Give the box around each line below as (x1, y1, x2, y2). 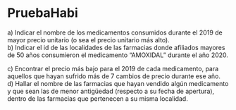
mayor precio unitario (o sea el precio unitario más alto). (7, 35, 170, 44)
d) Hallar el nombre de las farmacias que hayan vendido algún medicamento (7, 79, 229, 87)
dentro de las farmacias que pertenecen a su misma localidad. (7, 94, 188, 103)
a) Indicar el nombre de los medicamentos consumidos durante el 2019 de (7, 28, 223, 37)
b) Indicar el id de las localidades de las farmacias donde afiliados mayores (7, 43, 225, 51)
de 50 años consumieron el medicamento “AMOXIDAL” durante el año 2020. (7, 51, 229, 59)
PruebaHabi (7, 5, 79, 21)
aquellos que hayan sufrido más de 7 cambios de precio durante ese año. (7, 72, 221, 80)
